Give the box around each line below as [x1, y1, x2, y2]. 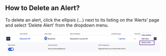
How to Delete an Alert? [5, 4, 80, 12]
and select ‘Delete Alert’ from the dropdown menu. [5, 22, 109, 28]
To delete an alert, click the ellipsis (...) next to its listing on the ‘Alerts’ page [5, 17, 160, 23]
